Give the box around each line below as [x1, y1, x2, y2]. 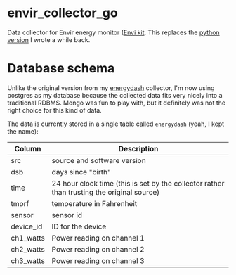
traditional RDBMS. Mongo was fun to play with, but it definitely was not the [7, 98, 226, 107]
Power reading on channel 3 [51, 255, 145, 265]
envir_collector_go [7, 5, 118, 21]
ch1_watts [11, 233, 46, 243]
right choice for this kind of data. [7, 105, 102, 114]
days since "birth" [51, 167, 111, 177]
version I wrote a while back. [7, 35, 91, 44]
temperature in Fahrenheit [51, 198, 138, 208]
